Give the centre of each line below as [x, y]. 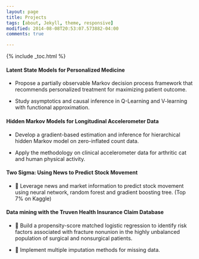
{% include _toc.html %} [36, 56]
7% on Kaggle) [33, 199]
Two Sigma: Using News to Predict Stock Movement [72, 173]
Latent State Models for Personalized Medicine [66, 70]
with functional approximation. [52, 108]
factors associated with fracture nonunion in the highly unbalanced [97, 231]
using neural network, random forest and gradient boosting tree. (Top [100, 192]
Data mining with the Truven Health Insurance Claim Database [85, 212]
